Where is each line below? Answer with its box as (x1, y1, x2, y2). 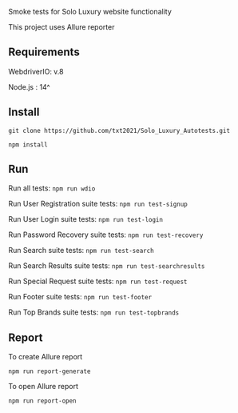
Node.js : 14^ (8, 82, 50, 91)
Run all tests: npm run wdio (8, 183, 96, 193)
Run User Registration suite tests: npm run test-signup (8, 199, 188, 209)
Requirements (8, 46, 80, 59)
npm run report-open (8, 397, 77, 405)
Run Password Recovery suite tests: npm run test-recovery (8, 230, 204, 239)
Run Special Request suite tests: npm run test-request (8, 276, 188, 287)
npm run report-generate (8, 367, 91, 375)
